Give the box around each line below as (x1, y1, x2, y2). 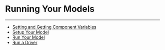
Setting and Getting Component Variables (12, 24, 97, 30)
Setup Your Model (12, 29, 49, 35)
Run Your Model (12, 34, 45, 40)
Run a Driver (12, 39, 38, 45)
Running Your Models (5, 3, 95, 15)
